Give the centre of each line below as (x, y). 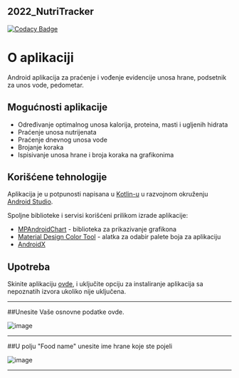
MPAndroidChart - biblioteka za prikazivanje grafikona (97, 229)
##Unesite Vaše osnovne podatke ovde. (66, 312)
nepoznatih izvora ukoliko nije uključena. (67, 292)
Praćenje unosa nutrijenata (57, 132)
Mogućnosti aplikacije (58, 107)
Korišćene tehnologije (57, 177)
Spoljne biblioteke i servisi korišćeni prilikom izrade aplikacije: (98, 216)
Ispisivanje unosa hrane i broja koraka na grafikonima (96, 154)
